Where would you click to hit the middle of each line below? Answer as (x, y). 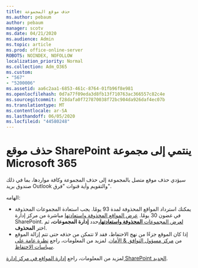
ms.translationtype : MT (35, 105)
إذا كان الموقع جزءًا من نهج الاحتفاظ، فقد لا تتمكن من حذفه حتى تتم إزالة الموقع (101, 234)
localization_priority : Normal (45, 61)
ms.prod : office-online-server (45, 50)
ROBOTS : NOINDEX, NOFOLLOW (39, 56)
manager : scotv (25, 28)
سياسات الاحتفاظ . (35, 247)
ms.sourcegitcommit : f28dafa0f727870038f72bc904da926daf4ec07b (86, 99)
